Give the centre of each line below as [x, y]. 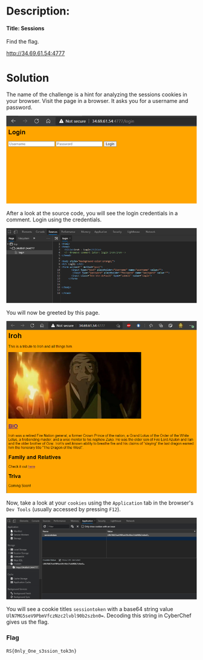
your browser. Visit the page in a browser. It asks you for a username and [97, 101]
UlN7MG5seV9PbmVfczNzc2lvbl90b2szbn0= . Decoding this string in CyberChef [99, 616]
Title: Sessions [25, 28]
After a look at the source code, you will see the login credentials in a [92, 213]
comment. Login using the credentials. [54, 220]
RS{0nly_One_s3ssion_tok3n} [42, 652]
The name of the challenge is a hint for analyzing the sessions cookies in [97, 94]
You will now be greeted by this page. [53, 313]
